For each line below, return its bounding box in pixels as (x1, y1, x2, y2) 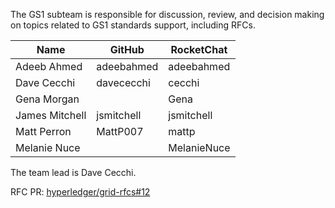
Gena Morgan (15, 92, 80, 106)
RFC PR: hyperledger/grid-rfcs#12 (10, 186, 151, 198)
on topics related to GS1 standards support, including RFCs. (10, 19, 256, 31)
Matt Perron (15, 125, 72, 138)
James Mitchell (15, 109, 87, 122)
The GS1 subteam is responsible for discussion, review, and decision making (10, 9, 325, 20)
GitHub (109, 43, 145, 56)
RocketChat (170, 43, 228, 56)
